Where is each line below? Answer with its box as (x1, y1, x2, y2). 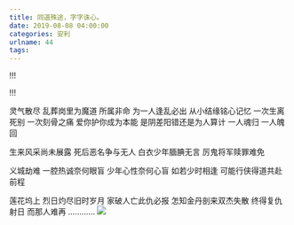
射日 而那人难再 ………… (9, 206, 96, 217)
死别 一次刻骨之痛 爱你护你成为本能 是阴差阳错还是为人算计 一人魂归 (9, 117, 259, 128)
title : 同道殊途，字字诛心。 (9, 12, 104, 22)
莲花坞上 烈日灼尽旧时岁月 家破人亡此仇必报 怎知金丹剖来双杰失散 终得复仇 (9, 196, 282, 206)
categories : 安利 (9, 29, 71, 38)
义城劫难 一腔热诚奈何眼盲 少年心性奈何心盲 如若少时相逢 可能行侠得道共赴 (9, 166, 282, 176)
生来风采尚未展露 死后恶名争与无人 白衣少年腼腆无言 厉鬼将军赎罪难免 (9, 147, 265, 158)
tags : (9, 46, 29, 55)
